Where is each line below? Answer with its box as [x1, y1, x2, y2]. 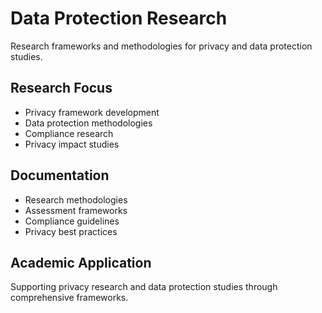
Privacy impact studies [24, 138, 120, 150]
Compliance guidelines [24, 215, 120, 227]
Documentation [10, 167, 110, 184]
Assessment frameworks [24, 204, 128, 216]
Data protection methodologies [24, 117, 153, 129]
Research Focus [10, 80, 113, 97]
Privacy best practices [24, 225, 118, 237]
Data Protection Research [10, 7, 228, 30]
